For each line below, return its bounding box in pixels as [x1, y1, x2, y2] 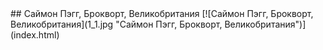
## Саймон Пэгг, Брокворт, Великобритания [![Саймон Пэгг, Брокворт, [10, 8, 314, 19]
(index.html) [10, 29, 60, 41]
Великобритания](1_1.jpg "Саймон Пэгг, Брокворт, [10, 18, 223, 30]
